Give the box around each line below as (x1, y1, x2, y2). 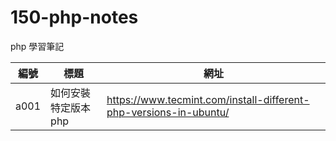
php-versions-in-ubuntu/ (106, 105, 230, 119)
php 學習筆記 (10, 40, 65, 52)
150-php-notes (10, 6, 139, 29)
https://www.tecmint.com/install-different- (106, 92, 310, 106)
